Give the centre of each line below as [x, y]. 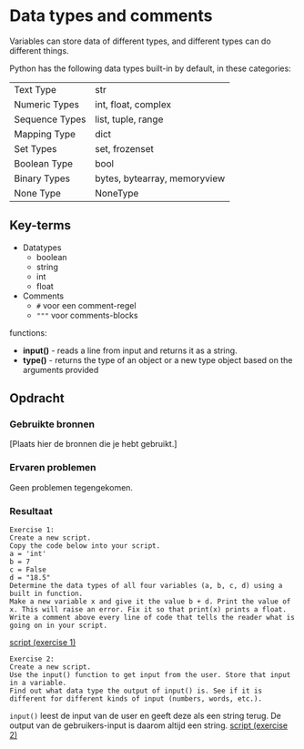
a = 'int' [28, 554]
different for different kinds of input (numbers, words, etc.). [136, 699]
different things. [40, 50]
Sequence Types [50, 119]
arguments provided [61, 369]
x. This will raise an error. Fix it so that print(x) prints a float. [148, 610]
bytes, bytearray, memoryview [160, 178]
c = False [28, 570]
